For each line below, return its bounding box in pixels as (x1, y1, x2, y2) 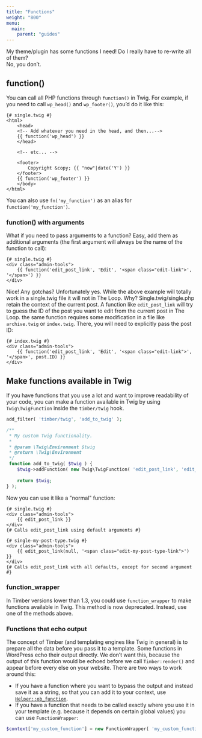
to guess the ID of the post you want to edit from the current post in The (6, 307, 185, 314)
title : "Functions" (6, 8, 55, 15)
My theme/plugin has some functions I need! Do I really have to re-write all (6, 48, 191, 55)
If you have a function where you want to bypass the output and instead (14, 682, 194, 690)
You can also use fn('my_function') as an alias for (6, 197, 132, 204)
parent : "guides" (17, 31, 61, 37)
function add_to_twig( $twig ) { (8, 461, 93, 467)
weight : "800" (6, 14, 42, 21)
